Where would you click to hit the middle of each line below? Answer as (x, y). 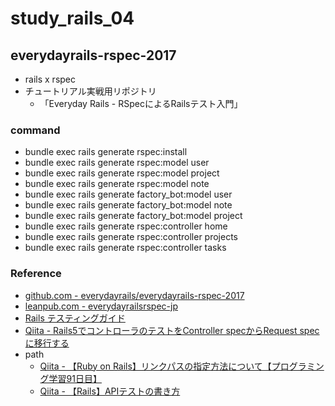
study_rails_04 (72, 18)
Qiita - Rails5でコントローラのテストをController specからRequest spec (172, 330)
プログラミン (298, 366)
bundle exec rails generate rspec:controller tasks (125, 248)
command (35, 130)
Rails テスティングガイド (75, 318)
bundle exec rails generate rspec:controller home (126, 226)
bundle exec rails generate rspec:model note (117, 184)
